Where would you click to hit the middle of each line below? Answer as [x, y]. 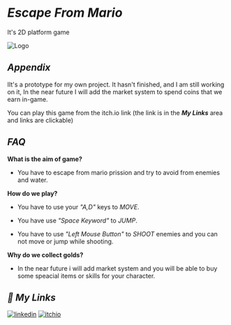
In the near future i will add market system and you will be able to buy [117, 268]
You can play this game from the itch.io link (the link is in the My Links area [115, 112]
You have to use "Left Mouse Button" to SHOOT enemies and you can [118, 234]
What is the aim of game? [45, 159]
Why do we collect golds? [45, 255]
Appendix [29, 68]
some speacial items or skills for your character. [86, 275]
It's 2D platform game [38, 32]
